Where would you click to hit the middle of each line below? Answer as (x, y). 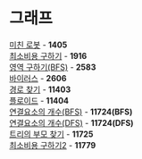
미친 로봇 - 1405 (38, 45)
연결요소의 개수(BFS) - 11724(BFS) (71, 112)
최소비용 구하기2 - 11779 (53, 145)
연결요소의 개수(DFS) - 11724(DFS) (71, 122)
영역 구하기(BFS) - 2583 (53, 67)
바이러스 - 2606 (38, 78)
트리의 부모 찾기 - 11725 (51, 134)
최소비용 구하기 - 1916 (48, 55)
